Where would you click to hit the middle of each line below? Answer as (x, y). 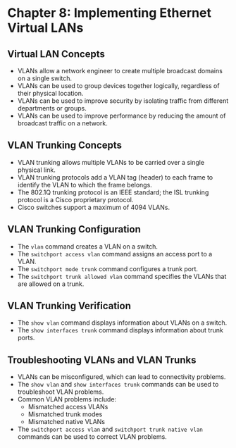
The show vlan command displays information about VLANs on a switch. (122, 323)
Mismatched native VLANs (67, 422)
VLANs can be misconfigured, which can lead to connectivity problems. (122, 377)
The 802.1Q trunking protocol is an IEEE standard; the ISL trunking (113, 192)
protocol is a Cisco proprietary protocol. (75, 199)
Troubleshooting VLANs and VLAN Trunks (102, 360)
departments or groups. (52, 108)
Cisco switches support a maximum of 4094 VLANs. (94, 207)
